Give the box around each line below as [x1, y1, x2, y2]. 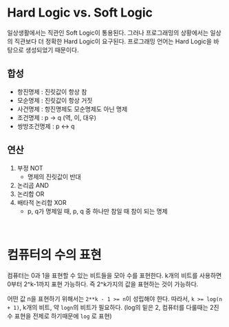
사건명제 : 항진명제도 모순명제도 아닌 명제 [17, 105, 128, 113]
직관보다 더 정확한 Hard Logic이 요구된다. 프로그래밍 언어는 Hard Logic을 [14, 37, 212, 46]
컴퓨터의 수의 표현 [7, 247, 102, 263]
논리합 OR [17, 190, 45, 198]
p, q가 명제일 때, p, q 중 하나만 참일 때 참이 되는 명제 [27, 207, 168, 215]
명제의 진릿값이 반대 [27, 172, 81, 181]
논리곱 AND [17, 181, 50, 189]
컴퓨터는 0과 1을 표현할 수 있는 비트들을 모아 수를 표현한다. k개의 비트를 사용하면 [7, 271, 222, 279]
